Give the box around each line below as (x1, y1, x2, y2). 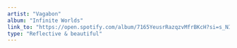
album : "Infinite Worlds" (7, 17, 83, 24)
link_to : (7, 23, 33, 30)
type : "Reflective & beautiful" (7, 30, 102, 37)
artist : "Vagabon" (7, 10, 61, 18)
